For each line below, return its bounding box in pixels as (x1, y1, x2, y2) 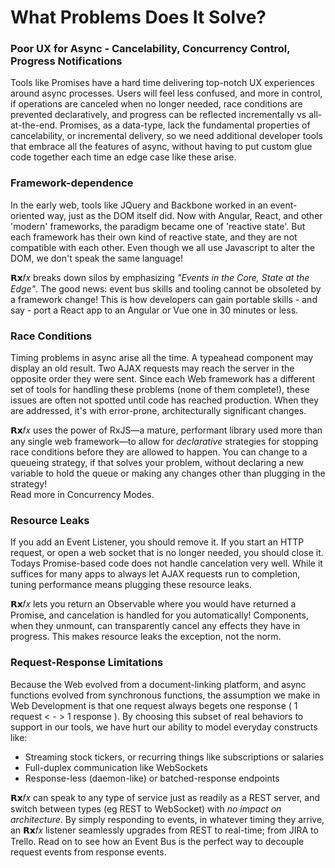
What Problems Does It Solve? (10, 6, 267, 29)
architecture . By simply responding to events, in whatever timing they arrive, (10, 813, 325, 825)
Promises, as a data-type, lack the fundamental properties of (59, 119, 311, 131)
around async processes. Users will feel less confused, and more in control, (10, 87, 323, 100)
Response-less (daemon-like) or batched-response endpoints (24, 772, 280, 784)
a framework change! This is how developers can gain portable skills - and (10, 293, 318, 305)
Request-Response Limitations (10, 656, 164, 670)
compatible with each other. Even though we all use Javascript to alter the (10, 241, 316, 253)
